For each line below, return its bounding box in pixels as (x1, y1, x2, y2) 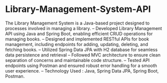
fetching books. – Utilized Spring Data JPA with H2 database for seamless (5, 46, 158, 52)
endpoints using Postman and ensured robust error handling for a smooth (5, 62, 157, 68)
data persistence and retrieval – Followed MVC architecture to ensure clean (5, 51, 160, 58)
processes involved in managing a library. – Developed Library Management (5, 25, 162, 31)
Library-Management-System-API (5, 3, 151, 15)
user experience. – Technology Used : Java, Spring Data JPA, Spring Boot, (5, 67, 159, 73)
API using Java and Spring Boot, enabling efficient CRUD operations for (5, 30, 153, 36)
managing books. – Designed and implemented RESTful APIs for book (5, 36, 149, 42)
